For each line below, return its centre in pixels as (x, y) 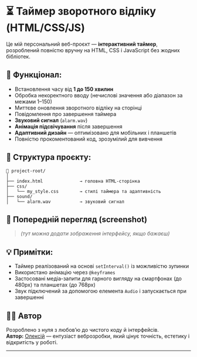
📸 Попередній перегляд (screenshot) (77, 220)
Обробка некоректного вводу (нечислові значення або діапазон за (98, 95)
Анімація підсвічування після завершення (68, 126)
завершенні (29, 297)
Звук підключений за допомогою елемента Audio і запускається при (100, 291)
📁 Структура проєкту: (49, 157)
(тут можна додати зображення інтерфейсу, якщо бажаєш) (95, 234)
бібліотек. (18, 56)
